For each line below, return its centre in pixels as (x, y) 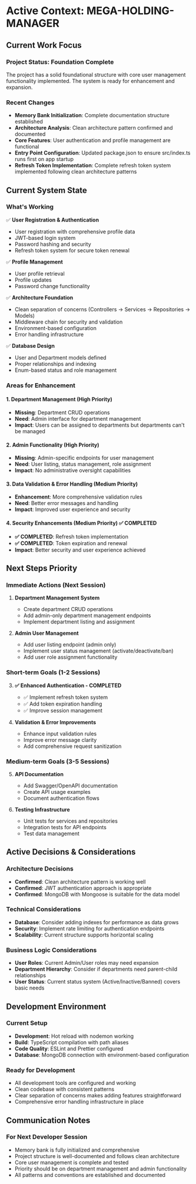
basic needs (29, 988)
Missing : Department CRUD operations (62, 412)
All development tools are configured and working (75, 1083)
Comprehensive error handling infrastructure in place (79, 1102)
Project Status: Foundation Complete (60, 62)
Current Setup (27, 1023)
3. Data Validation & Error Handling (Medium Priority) (72, 484)
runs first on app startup (44, 159)
